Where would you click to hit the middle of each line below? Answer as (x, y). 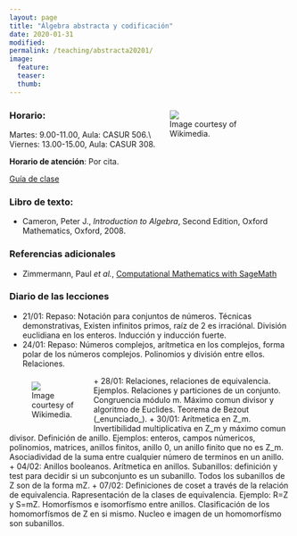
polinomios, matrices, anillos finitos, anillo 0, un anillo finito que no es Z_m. (146, 447)
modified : (28, 42)
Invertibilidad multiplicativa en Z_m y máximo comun (190, 428)
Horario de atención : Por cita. (64, 161)
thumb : (29, 84)
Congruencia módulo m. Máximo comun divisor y (184, 399)
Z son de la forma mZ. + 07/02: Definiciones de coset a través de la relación (149, 485)
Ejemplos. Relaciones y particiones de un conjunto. (187, 390)
